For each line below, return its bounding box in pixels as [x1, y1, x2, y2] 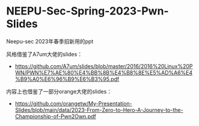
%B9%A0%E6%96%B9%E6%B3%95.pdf [14, 75, 120, 83]
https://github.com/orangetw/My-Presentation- [14, 99, 132, 107]
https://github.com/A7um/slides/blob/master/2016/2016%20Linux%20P [14, 62, 194, 70]
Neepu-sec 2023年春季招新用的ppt [6, 37, 94, 45]
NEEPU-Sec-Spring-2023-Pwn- [6, 4, 170, 18]
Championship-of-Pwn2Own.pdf [14, 113, 96, 120]
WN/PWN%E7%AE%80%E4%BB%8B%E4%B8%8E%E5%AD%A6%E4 [14, 69, 193, 76]
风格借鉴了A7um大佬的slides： [6, 50, 83, 58]
